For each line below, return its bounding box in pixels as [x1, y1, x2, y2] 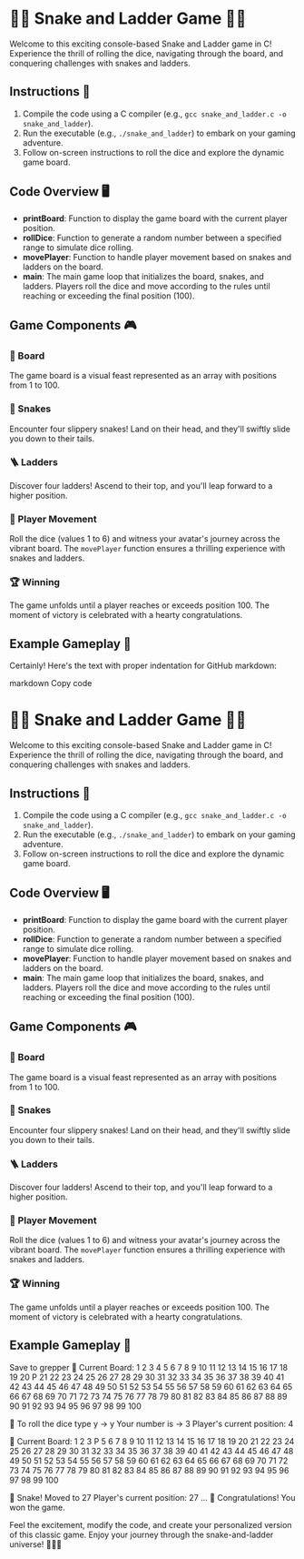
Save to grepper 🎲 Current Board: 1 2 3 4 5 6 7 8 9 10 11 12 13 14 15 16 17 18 [9, 1362, 289, 1372]
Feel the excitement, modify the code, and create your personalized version [9, 1519, 292, 1530]
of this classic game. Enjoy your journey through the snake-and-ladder [9, 1529, 274, 1540]
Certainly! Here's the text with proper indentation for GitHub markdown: [9, 660, 277, 672]
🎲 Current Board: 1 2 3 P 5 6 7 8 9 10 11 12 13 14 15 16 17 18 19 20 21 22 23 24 [9, 1435, 295, 1446]
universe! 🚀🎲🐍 [9, 1538, 63, 1550]
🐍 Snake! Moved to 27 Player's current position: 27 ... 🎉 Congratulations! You [9, 1492, 296, 1503]
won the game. [9, 1502, 65, 1513]
